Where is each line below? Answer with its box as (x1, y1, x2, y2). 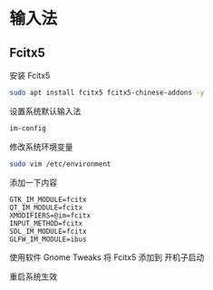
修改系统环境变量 (9, 141, 73, 152)
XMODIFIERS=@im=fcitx (9, 210, 92, 220)
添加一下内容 (9, 177, 57, 188)
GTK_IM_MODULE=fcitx (9, 195, 88, 204)
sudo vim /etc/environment (9, 159, 111, 169)
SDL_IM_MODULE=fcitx (9, 227, 88, 236)
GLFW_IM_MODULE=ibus (9, 235, 88, 244)
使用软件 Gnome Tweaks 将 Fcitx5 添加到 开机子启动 (9, 251, 205, 263)
